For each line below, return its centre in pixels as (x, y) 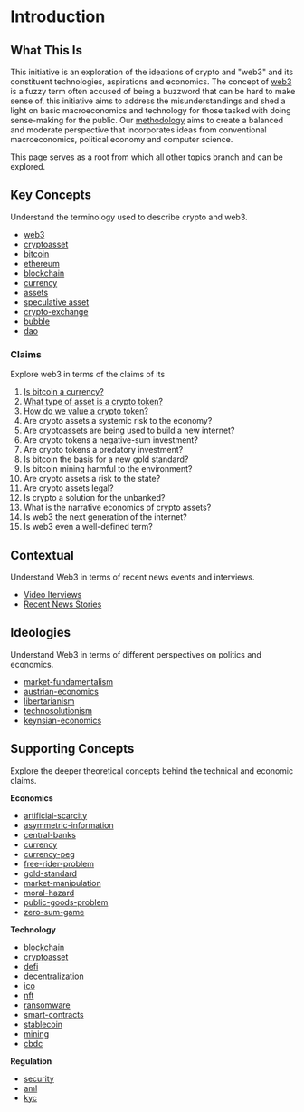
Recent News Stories (62, 604)
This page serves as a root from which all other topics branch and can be (147, 157)
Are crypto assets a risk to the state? (92, 479)
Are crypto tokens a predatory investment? (103, 450)
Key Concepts (51, 195)
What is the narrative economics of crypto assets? (117, 507)
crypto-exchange (56, 311)
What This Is (46, 50)
